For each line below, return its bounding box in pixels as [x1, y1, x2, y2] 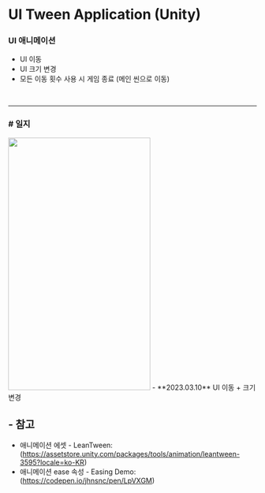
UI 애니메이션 [8, 35, 56, 47]
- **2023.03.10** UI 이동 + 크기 [151, 383, 256, 392]
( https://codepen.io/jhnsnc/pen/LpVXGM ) [19, 476, 155, 485]
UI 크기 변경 [19, 65, 57, 74]
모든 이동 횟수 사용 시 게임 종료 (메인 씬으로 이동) [19, 74, 170, 84]
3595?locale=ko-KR [19, 458, 85, 467]
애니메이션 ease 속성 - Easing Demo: [19, 467, 136, 476]
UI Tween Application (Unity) [8, 6, 201, 24]
